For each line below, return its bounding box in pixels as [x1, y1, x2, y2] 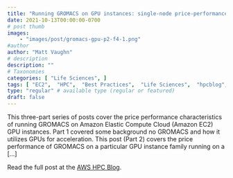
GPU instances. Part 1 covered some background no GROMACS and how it [7, 127, 221, 136]
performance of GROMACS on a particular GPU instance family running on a [7, 143, 225, 150]
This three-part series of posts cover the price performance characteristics [7, 113, 223, 121]
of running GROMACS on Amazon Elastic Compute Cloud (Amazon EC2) [7, 121, 214, 128]
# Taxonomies [7, 68, 45, 75]
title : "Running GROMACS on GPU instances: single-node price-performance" [7, 10, 231, 17]
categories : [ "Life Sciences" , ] [7, 74, 107, 82]
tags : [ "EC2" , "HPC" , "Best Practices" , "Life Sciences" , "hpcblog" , [7, 81, 228, 88]
